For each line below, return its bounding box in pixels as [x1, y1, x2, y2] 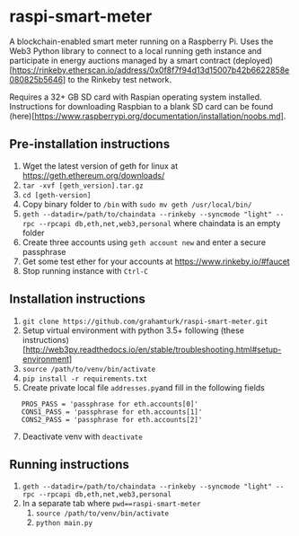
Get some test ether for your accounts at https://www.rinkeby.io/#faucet [22, 256, 290, 267]
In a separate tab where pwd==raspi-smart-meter [22, 498, 201, 509]
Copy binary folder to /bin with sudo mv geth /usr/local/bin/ [22, 198, 252, 209]
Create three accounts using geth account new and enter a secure [22, 236, 267, 248]
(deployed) [233, 55, 274, 66]
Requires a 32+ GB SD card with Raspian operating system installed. [9, 92, 262, 102]
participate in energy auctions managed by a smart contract [9, 55, 232, 66]
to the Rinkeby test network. [67, 74, 172, 84]
